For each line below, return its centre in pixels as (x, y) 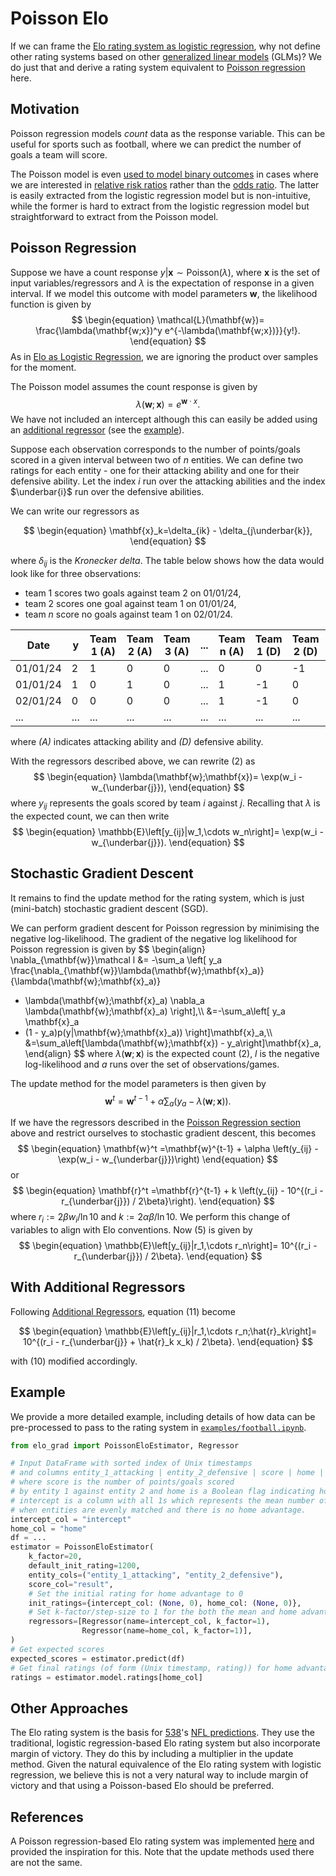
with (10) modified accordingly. (74, 1361)
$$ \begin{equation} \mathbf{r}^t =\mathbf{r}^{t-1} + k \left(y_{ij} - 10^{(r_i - (168, 1191)
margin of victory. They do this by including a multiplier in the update (152, 1754)
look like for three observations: (76, 574)
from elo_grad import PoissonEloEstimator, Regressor (125, 1445)
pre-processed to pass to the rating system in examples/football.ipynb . (158, 1427)
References (47, 1817)
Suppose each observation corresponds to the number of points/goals (155, 449)
